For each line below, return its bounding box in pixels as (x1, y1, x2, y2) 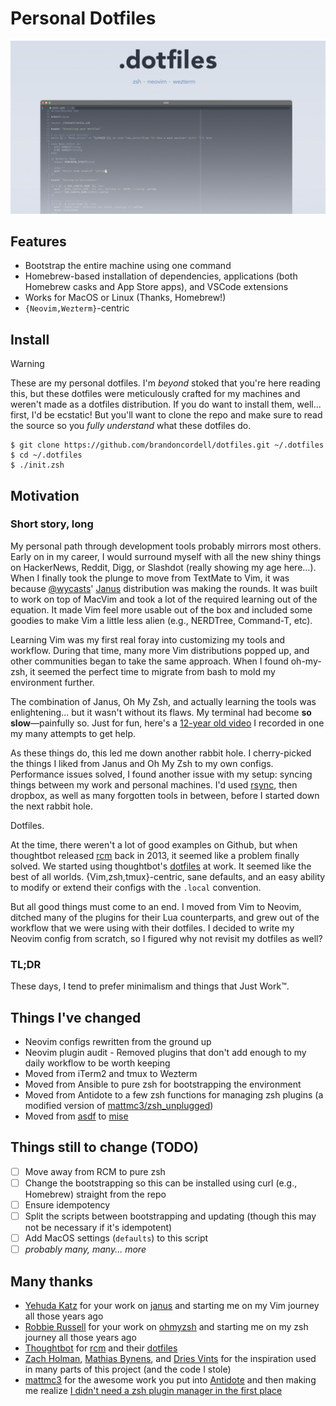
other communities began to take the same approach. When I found (10, 655, 289, 667)
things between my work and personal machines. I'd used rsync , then (10, 778, 298, 791)
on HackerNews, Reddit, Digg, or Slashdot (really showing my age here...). (10, 561, 317, 573)
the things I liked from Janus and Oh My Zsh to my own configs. (10, 757, 274, 769)
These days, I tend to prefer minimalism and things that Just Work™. (10, 980, 290, 992)
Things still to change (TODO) (10, 1139, 199, 1156)
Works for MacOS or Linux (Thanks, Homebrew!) (24, 292, 227, 304)
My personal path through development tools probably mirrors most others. (10, 540, 322, 552)
